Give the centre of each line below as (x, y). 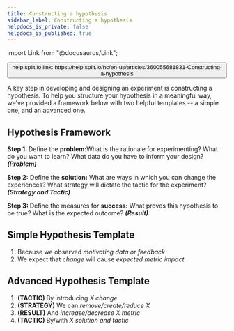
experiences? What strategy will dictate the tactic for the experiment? (107, 185)
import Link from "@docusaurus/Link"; (63, 53)
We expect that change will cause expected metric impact (101, 259)
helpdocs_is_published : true (49, 33)
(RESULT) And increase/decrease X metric (79, 313)
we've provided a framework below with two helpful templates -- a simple (113, 103)
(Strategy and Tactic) (39, 192)
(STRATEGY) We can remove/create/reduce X (84, 305)
